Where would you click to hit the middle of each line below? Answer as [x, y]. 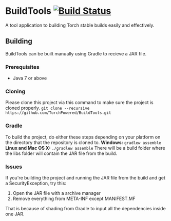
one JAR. [15, 214]
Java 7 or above [30, 78]
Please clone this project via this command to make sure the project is [79, 103]
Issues [14, 167]
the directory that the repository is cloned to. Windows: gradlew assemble [83, 142]
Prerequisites [22, 67]
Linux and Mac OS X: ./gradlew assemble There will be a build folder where [85, 148]
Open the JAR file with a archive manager [57, 193]
